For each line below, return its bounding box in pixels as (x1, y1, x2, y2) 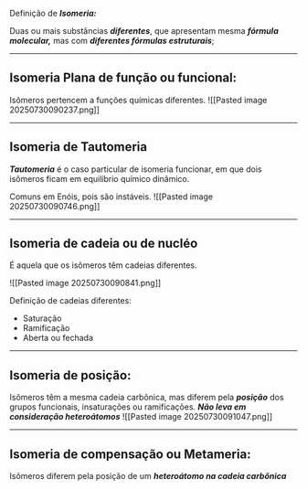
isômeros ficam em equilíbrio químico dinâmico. (9, 173, 190, 184)
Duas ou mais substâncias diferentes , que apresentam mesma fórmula (9, 26, 279, 36)
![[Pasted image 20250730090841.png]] (9, 278, 162, 289)
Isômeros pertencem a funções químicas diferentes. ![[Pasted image (9, 94, 268, 105)
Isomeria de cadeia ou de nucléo (9, 236, 198, 251)
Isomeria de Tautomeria (9, 139, 148, 154)
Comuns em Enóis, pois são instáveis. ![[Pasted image (9, 191, 213, 202)
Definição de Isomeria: (9, 8, 97, 18)
